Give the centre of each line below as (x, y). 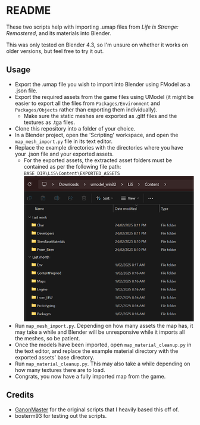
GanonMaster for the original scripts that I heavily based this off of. (97, 410)
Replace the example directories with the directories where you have (99, 147)
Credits (20, 395)
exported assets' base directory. (54, 357)
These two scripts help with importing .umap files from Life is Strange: (92, 27)
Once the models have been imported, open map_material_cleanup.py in (103, 345)
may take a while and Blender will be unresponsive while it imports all (100, 332)
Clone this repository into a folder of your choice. (75, 128)
